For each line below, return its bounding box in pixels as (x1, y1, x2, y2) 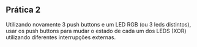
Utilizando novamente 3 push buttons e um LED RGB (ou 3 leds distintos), (6, 20, 191, 28)
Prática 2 (6, 5, 41, 15)
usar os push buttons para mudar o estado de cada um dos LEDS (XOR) (6, 27, 187, 34)
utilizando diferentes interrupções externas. (6, 33, 116, 41)
